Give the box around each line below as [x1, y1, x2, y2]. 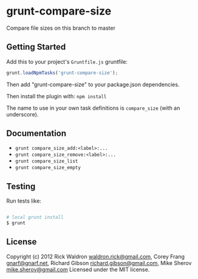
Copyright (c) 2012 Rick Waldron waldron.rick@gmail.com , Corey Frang [6, 253, 185, 260]
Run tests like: [6, 197, 41, 204]
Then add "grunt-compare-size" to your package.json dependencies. [6, 81, 180, 88]
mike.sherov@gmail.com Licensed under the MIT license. [6, 266, 150, 273]
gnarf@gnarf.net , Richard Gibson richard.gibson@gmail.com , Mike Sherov [6, 259, 192, 266]
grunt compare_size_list [15, 158, 78, 164]
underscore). [6, 110, 39, 118]
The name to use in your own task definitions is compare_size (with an [6, 104, 180, 112]
